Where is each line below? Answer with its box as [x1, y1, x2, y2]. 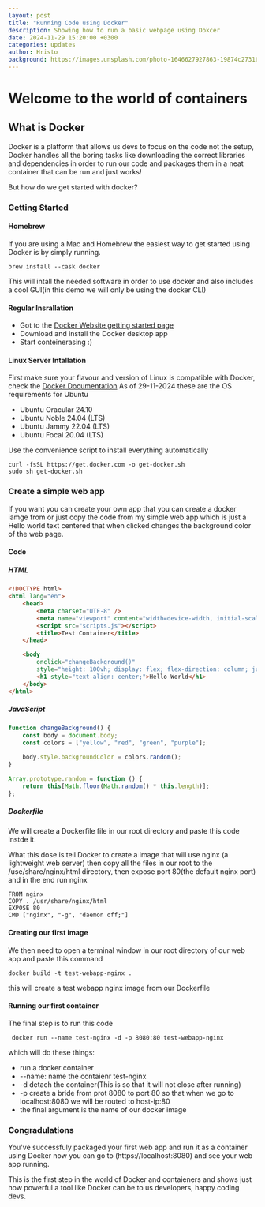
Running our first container [8, 1001, 99, 1010]
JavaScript [8, 704, 46, 714]
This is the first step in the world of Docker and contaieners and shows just [8, 1175, 252, 1184]
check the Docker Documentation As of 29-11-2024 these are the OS [8, 381, 233, 391]
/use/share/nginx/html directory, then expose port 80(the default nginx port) [8, 867, 256, 876]
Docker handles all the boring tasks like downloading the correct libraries [8, 150, 246, 159]
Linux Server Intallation [8, 355, 87, 365]
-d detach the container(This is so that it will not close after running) [19, 1079, 242, 1089]
